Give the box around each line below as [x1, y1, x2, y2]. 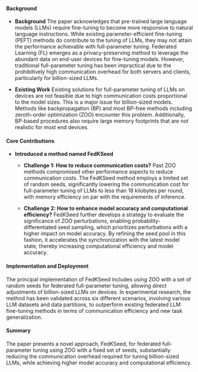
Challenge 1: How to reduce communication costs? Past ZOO [23, 162, 176, 169]
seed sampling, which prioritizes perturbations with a [58, 224, 188, 231]
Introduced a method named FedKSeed [14, 150, 114, 158]
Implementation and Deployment [6, 262, 89, 270]
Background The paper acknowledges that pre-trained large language [14, 18, 187, 25]
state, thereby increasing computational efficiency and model [23, 243, 174, 250]
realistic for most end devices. [14, 124, 89, 131]
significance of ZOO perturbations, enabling [23, 217, 132, 225]
